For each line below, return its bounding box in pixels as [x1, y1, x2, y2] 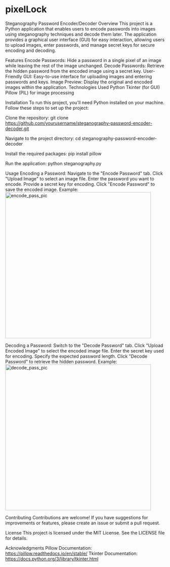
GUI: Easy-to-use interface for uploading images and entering [23, 73, 152, 79]
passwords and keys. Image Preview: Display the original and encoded [5, 79, 153, 85]
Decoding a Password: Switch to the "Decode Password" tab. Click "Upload [5, 342, 163, 349]
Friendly [5, 73, 22, 79]
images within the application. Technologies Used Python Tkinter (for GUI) [5, 84, 160, 90]
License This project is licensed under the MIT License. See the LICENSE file [5, 529, 165, 535]
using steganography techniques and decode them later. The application [5, 31, 157, 37]
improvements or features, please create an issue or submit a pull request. [5, 520, 160, 526]
